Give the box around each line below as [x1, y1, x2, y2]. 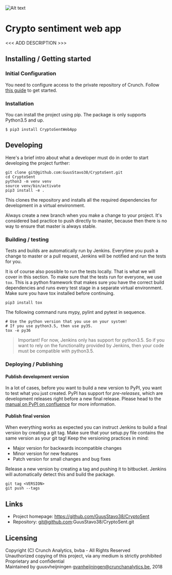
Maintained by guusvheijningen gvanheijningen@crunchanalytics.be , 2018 [5, 563, 163, 569]
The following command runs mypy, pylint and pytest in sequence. [5, 309, 146, 315]
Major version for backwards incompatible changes [12, 445, 122, 451]
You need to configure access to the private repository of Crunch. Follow [5, 82, 160, 88]
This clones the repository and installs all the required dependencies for [5, 196, 158, 203]
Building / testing [5, 236, 49, 243]
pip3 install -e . [5, 188, 45, 193]
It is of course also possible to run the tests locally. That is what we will [5, 268, 156, 274]
